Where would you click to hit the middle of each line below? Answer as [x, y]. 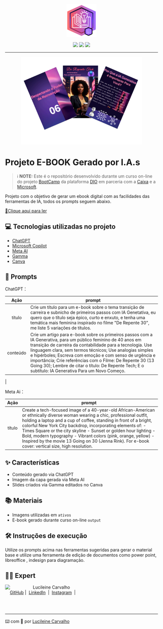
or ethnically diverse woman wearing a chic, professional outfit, [85, 415]
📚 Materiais [24, 501]
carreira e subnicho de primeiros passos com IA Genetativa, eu [93, 312]
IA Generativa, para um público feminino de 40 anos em [86, 340]
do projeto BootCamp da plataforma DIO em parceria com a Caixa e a [86, 181]
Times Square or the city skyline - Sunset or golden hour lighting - [89, 431]
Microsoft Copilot [29, 246]
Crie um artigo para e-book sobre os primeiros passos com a [91, 335]
